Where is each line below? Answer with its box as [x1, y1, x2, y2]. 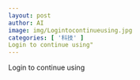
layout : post [8, 11, 51, 20]
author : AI [8, 19, 44, 27]
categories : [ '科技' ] [8, 33, 85, 42]
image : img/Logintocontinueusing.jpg [8, 26, 133, 34]
